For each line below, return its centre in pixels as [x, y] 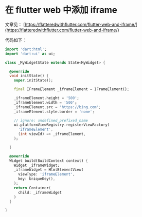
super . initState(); [34, 80]
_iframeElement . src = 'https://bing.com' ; [57, 107]
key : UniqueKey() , [36, 179]
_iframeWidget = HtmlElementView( [49, 170]
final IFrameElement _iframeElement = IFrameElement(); [72, 89]
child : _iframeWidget [40, 192]
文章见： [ [15, 24]
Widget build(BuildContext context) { [49, 161]
